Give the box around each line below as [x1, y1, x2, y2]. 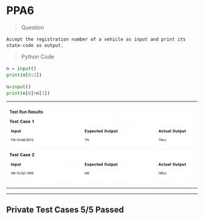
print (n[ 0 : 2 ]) [6, 72, 42, 78]
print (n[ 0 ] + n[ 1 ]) [6, 90, 50, 96]
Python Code [21, 53, 55, 60]
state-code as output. [6, 42, 64, 49]
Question [21, 24, 44, 31]
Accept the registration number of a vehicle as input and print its [6, 36, 186, 43]
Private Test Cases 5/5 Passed [6, 205, 124, 215]
